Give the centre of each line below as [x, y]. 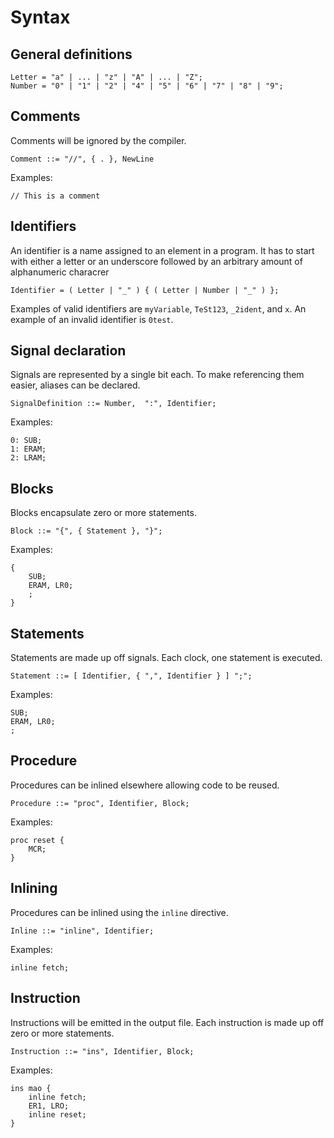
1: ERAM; [28, 449]
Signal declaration [68, 351]
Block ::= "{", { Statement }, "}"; [86, 531]
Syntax [40, 17]
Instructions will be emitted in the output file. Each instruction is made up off [167, 1022]
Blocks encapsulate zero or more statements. [103, 513]
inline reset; [57, 1114]
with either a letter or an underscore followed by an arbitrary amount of [156, 261]
